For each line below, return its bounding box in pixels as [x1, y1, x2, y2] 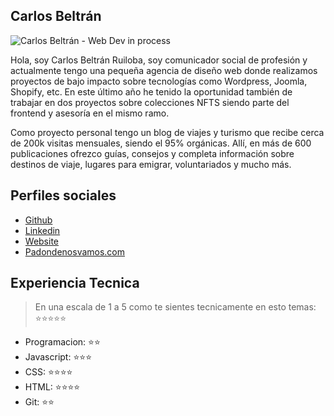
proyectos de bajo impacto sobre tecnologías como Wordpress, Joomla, [10, 75, 308, 87]
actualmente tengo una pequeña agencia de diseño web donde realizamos [10, 64, 318, 76]
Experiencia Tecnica [10, 275, 140, 292]
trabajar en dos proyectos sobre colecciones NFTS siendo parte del [10, 96, 290, 108]
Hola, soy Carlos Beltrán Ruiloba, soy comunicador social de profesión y [10, 54, 308, 66]
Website [24, 235, 60, 247]
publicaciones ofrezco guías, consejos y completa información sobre [10, 147, 295, 159]
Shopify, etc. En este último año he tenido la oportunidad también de [10, 85, 293, 98]
